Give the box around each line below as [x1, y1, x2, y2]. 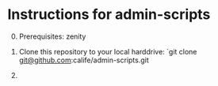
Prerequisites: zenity [18, 32, 86, 41]
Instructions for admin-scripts [7, 6, 211, 24]
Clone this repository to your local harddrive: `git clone [18, 47, 197, 56]
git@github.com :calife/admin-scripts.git [18, 55, 150, 65]
